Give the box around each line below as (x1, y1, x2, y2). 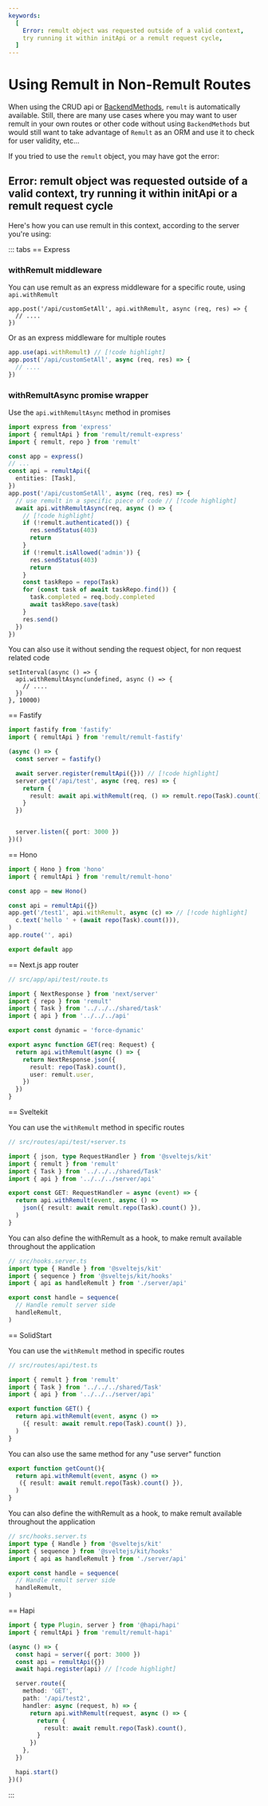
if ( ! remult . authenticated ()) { (22, 519, 130, 527)
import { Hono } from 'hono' (8, 865, 105, 873)
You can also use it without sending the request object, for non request (8, 645, 242, 654)
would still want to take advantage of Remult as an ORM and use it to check (8, 128, 255, 137)
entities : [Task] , (15, 475, 77, 483)
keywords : (8, 11, 41, 20)
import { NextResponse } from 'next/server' (8, 990, 159, 998)
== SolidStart (8, 1330, 52, 1340)
